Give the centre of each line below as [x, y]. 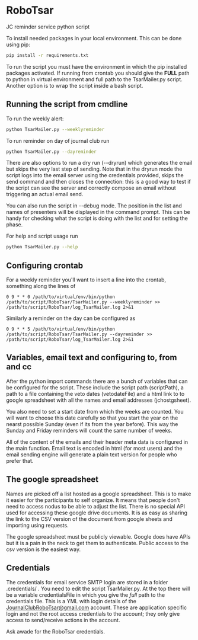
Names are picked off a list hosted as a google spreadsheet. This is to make [99, 494]
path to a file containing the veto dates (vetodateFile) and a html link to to [95, 393]
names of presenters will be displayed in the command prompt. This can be [98, 212]
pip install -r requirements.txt [47, 55]
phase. [15, 225]
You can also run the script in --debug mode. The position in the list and [94, 206]
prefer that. [20, 460]
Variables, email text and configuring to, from [92, 358]
